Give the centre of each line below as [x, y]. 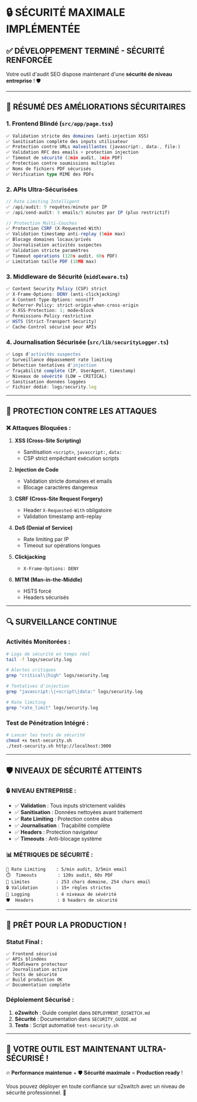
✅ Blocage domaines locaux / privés [49, 240]
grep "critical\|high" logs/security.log [57, 676]
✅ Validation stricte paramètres [47, 250]
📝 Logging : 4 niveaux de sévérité [61, 894]
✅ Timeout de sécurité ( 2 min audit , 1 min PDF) [64, 158]
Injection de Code [36, 470]
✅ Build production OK [34, 980]
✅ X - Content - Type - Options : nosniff [50, 300]
